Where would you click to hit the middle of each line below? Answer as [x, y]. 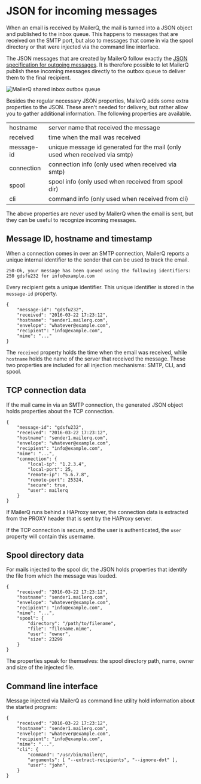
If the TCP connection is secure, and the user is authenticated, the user [94, 530]
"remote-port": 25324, [56, 480]
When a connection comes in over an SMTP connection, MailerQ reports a [98, 253]
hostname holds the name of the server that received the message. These [96, 359]
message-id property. [32, 293]
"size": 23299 [45, 639]
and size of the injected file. [40, 668]
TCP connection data [46, 390]
